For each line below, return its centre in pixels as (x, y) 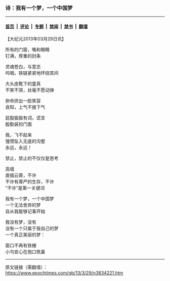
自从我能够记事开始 (25, 211)
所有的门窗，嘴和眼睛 (27, 50)
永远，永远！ (18, 147)
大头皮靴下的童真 (23, 83)
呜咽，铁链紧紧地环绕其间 (32, 73)
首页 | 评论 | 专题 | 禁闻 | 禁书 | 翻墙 (47, 26)
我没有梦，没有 (21, 222)
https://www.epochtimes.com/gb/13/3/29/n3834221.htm (64, 273)
